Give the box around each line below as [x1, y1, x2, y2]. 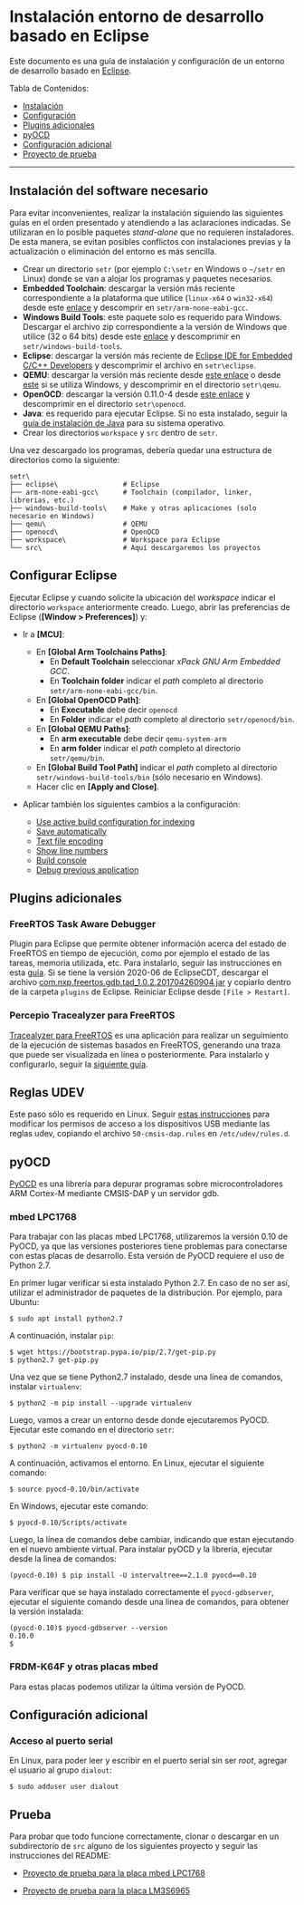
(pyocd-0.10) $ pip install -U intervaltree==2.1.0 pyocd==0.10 [9, 1571, 257, 1581]
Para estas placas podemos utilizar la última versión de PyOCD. [9, 1681, 246, 1692]
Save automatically [35, 826, 107, 836]
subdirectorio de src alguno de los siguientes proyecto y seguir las [9, 1841, 259, 1852]
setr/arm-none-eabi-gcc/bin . [49, 684, 158, 695]
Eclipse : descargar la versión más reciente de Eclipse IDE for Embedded [22, 350, 293, 361]
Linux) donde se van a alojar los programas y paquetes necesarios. [22, 273, 273, 284]
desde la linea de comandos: [9, 1553, 117, 1564]
